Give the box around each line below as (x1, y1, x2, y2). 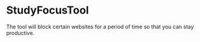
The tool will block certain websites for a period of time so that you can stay (6, 23, 194, 30)
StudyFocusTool (6, 4, 89, 17)
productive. (6, 29, 35, 36)
